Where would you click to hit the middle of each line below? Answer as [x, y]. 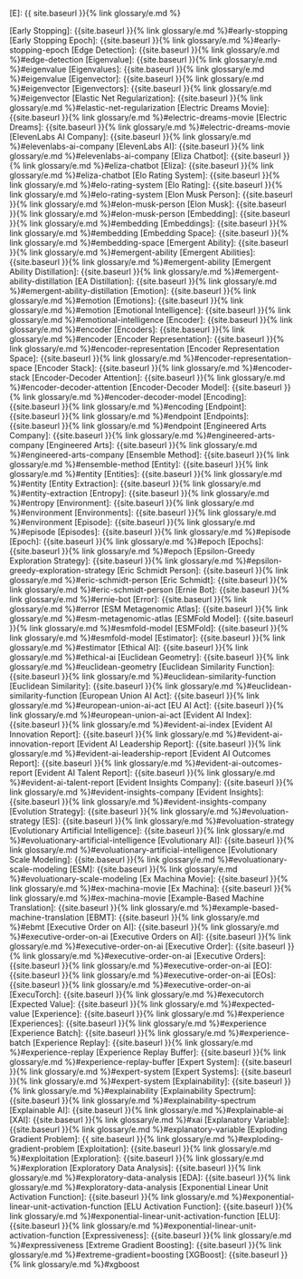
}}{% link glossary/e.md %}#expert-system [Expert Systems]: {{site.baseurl [151, 1071]
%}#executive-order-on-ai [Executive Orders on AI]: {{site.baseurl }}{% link [151, 937]
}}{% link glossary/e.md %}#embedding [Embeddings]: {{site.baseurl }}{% [148, 223]
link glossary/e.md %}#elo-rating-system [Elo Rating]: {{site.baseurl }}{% [146, 185]
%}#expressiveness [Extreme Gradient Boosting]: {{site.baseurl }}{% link [146, 1245]
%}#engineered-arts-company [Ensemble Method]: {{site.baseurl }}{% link [149, 454]
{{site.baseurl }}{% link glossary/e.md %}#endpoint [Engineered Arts [138, 426]
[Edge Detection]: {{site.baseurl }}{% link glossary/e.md [175, 50]
